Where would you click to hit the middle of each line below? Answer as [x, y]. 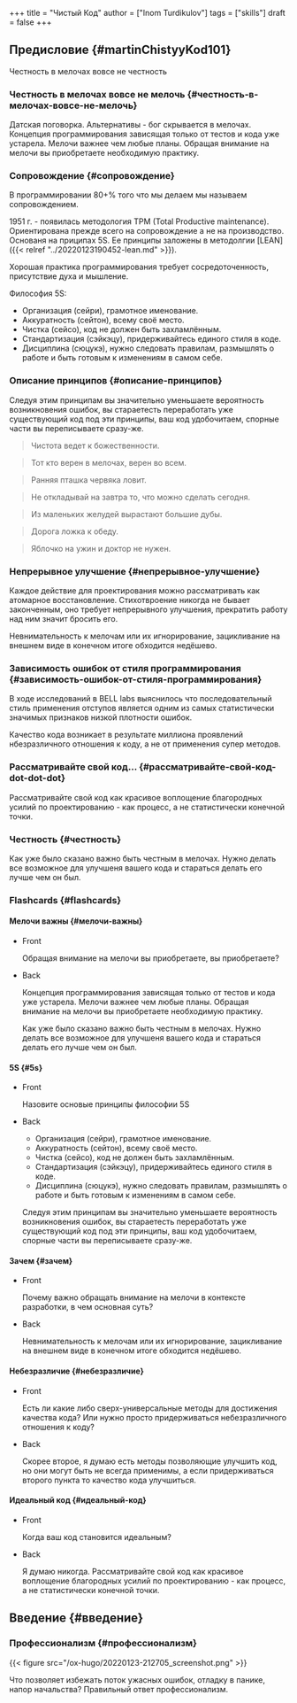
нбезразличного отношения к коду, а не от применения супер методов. [145, 744]
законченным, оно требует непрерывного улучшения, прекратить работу [148, 609]
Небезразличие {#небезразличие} [76, 1371]
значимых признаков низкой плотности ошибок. [101, 717]
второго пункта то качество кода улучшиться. [109, 1480]
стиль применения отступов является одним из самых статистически [142, 708]
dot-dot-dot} [38, 778]
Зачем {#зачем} [41, 1260]
